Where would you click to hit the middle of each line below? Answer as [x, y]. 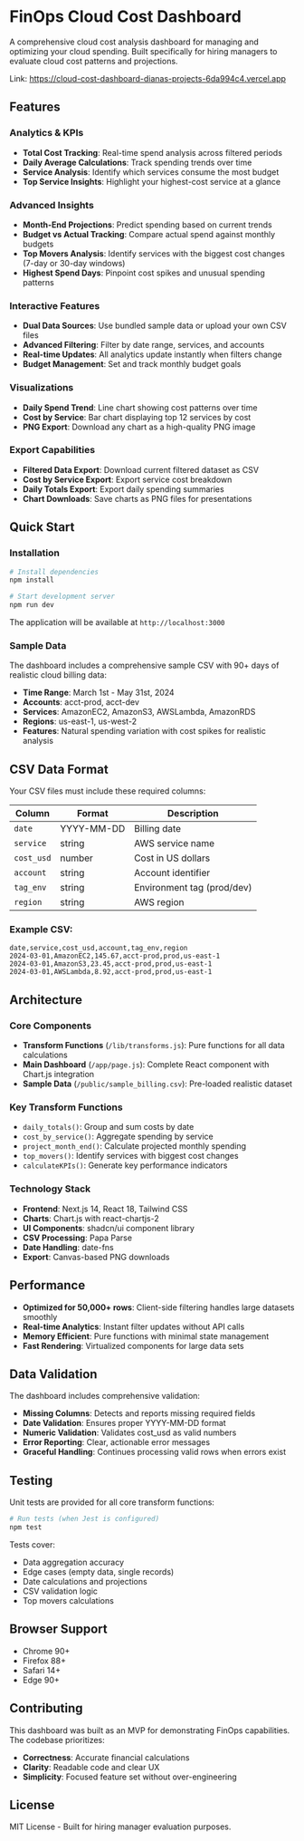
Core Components [51, 1026]
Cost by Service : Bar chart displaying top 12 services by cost [137, 417]
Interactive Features [55, 305]
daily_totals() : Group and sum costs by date [108, 1127]
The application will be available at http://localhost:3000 [117, 622]
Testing [31, 1480]
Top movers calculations [68, 1600]
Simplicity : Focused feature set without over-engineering [129, 1777]
